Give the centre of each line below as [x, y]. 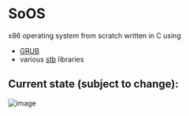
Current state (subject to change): [93, 84]
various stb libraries [52, 59]
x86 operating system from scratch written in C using [94, 36]
